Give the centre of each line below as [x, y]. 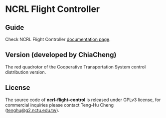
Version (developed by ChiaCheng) [61, 55]
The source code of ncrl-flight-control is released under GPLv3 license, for [83, 100]
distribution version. [26, 72]
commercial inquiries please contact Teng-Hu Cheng [59, 105]
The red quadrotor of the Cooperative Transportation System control [76, 67]
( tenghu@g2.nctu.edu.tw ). [32, 110]
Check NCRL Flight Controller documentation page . [58, 39]
